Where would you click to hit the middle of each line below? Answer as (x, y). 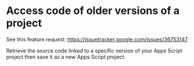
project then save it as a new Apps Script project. (66, 57)
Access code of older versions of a (93, 11)
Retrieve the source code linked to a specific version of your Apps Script (94, 50)
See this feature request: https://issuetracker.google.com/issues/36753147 (97, 39)
